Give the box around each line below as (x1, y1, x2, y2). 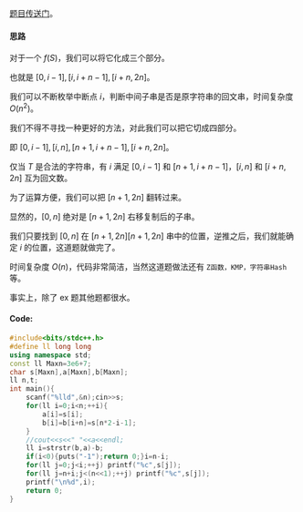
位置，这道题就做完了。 (31, 241, 120, 252)
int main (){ (9, 384, 55, 394)
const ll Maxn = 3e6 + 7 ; (9, 359, 92, 368)
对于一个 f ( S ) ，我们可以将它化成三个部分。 (9, 53, 171, 64)
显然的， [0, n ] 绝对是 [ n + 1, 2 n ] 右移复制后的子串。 (9, 210, 200, 221)
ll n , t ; (9, 376, 39, 385)
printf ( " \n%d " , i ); (26, 477, 96, 486)
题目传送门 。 (9, 8, 57, 18)
